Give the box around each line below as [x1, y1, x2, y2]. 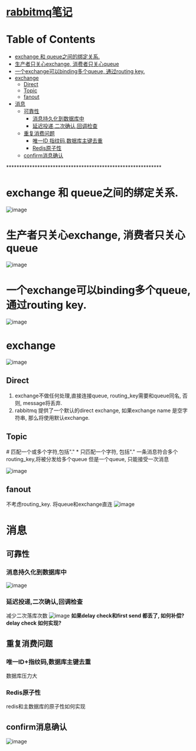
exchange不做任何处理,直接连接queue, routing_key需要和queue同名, [14, 392, 181, 399]
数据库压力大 [6, 672, 37, 680]
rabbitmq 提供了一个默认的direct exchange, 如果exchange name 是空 [14, 407, 183, 414]
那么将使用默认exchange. [28, 414, 90, 421]
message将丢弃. [22, 399, 63, 406]
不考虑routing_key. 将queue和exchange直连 [6, 501, 113, 508]
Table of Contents [6, 33, 96, 46]
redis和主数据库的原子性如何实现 [6, 703, 86, 710]
